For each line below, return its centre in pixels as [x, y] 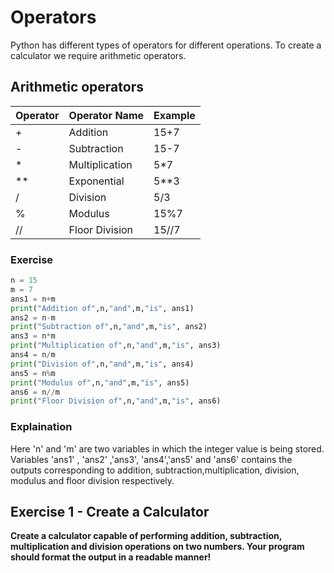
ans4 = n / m [33, 355]
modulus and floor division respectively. [92, 480]
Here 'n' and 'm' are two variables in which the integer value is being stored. [167, 448]
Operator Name [106, 115]
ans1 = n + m [33, 299]
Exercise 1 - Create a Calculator [110, 511]
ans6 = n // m [35, 392]
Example [174, 115]
